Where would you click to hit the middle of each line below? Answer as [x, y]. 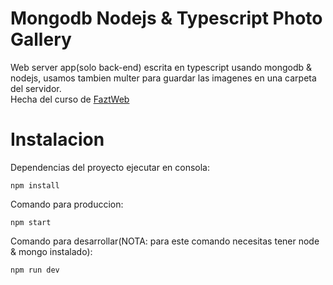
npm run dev [35, 270]
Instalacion [57, 139]
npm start [31, 222]
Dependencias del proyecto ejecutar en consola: [110, 167]
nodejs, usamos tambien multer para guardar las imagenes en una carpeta [163, 78]
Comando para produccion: [67, 204]
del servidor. [36, 88]
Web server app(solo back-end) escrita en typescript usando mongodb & [161, 67]
